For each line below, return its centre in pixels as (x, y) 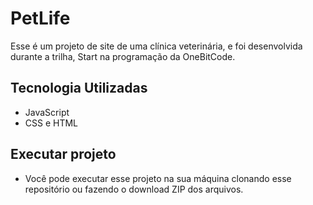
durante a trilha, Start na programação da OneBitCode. (123, 56)
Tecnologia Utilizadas (79, 88)
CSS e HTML (51, 123)
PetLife (40, 18)
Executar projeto (63, 154)
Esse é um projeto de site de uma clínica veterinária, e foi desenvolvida (156, 46)
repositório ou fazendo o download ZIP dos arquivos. (134, 189)
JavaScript (47, 112)
